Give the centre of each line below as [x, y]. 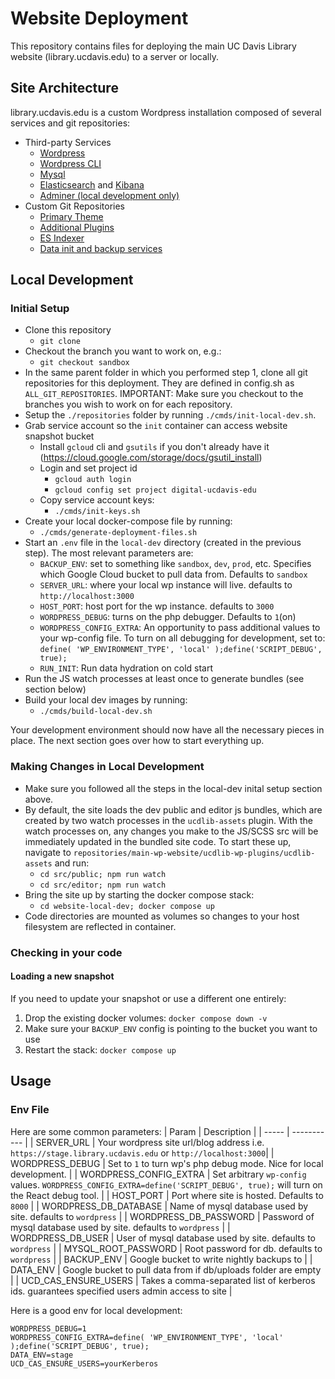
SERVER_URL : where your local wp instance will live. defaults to [166, 585]
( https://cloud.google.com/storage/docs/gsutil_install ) [151, 458]
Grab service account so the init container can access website [156, 426]
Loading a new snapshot [62, 976]
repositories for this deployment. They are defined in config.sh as [159, 383]
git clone [60, 342]
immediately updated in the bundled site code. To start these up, [158, 841]
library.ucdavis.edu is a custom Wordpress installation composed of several [166, 112]
